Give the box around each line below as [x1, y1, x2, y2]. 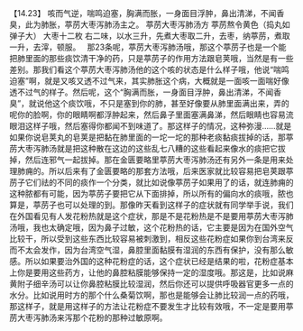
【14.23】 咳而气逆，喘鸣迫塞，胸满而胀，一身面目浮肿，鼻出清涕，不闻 [9, 8, 277, 18]
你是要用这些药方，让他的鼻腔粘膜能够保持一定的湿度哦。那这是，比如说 [16, 267, 286, 278]
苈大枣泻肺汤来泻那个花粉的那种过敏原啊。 [9, 312, 168, 323]
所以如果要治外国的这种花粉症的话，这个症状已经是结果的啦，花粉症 [24, 256, 278, 266]
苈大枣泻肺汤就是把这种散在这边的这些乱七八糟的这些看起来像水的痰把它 [9, 143, 278, 153]
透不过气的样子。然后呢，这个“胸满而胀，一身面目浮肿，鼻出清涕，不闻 [9, 87, 274, 97]
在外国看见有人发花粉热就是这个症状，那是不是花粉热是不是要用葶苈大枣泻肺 [9, 211, 294, 221]
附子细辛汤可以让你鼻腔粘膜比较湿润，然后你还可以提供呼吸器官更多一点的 [16, 279, 294, 289]
